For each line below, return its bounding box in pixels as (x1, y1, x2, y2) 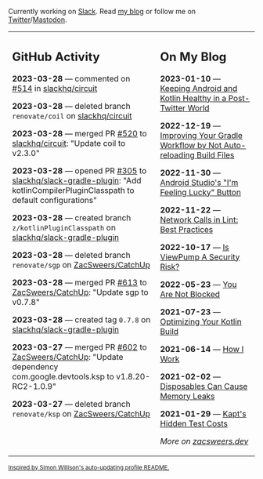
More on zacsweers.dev (160, 435, 249, 446)
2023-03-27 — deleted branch (12, 398, 131, 409)
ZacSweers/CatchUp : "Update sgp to (12, 286, 149, 297)
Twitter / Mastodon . (8, 15, 68, 24)
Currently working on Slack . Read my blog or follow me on (8, 7, 196, 16)
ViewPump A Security (160, 251, 240, 262)
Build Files (196, 149, 235, 160)
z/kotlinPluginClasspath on (12, 222, 116, 233)
